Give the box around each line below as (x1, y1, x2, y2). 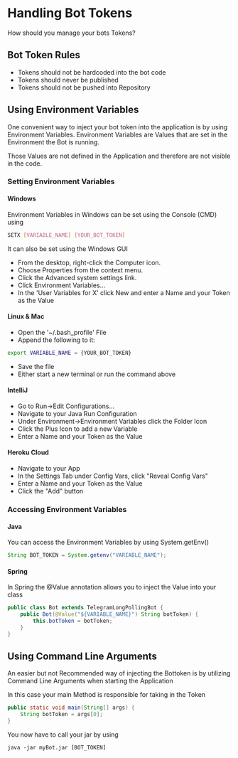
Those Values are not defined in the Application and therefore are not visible (7, 151, 231, 160)
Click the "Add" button (17, 487, 84, 496)
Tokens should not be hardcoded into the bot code (17, 68, 166, 76)
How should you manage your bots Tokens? (7, 28, 136, 37)
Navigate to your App (17, 464, 80, 473)
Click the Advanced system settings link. (17, 273, 137, 282)
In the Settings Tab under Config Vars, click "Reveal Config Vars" (17, 471, 208, 481)
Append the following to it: (17, 336, 96, 344)
